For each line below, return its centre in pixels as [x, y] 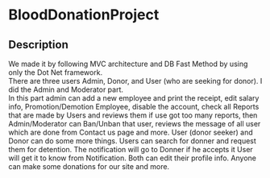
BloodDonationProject [84, 15]
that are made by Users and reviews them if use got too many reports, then [133, 115]
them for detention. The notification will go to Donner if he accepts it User [131, 149]
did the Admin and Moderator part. [66, 89]
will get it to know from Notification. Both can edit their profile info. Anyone [132, 158]
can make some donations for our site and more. [89, 166]
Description [38, 45]
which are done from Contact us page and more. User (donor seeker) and [131, 132]
